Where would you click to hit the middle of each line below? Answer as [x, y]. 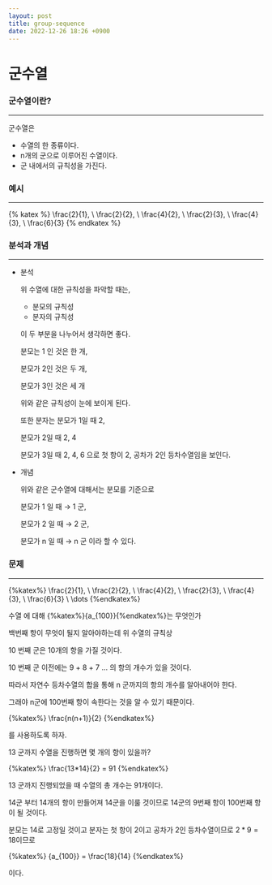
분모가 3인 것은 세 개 [53, 386]
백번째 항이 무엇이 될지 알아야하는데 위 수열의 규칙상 [90, 632]
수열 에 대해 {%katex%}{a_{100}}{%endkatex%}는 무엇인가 [105, 615]
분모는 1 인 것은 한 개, [54, 352]
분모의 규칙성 [53, 307]
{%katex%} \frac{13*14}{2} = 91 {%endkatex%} [89, 768]
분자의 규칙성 [53, 317]
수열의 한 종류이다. [49, 145]
